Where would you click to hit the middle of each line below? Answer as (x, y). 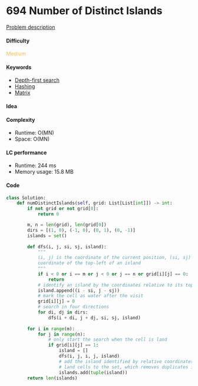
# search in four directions (73, 307)
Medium (16, 54)
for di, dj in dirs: (63, 312)
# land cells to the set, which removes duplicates (123, 367)
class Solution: (26, 198)
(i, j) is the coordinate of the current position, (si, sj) (114, 258)
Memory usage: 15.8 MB (44, 172)
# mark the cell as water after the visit (90, 296)
